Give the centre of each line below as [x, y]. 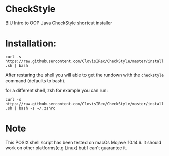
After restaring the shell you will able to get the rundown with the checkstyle [85, 75]
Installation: [31, 43]
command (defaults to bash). [35, 80]
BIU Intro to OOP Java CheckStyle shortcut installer [59, 23]
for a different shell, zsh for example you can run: [56, 90]
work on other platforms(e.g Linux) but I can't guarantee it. [66, 148]
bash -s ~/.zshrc [37, 108]
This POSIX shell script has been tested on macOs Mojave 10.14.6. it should [83, 142]
